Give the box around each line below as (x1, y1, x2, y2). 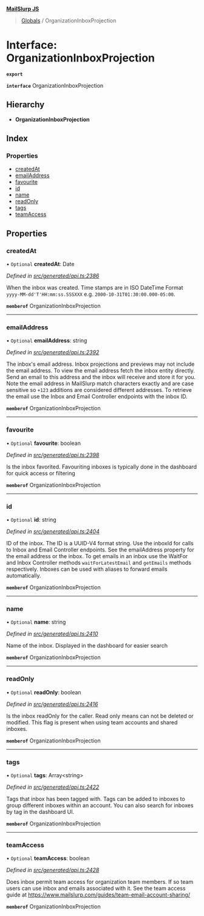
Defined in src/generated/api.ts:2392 (6, 349, 100, 356)
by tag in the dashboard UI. (6, 808, 75, 815)
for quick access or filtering (6, 469, 76, 477)
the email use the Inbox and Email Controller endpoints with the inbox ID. (6, 393, 188, 400)
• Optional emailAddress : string (6, 337, 87, 344)
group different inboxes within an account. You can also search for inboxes (6, 802, 194, 809)
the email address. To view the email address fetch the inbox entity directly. (6, 367, 195, 374)
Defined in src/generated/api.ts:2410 (6, 630, 98, 638)
